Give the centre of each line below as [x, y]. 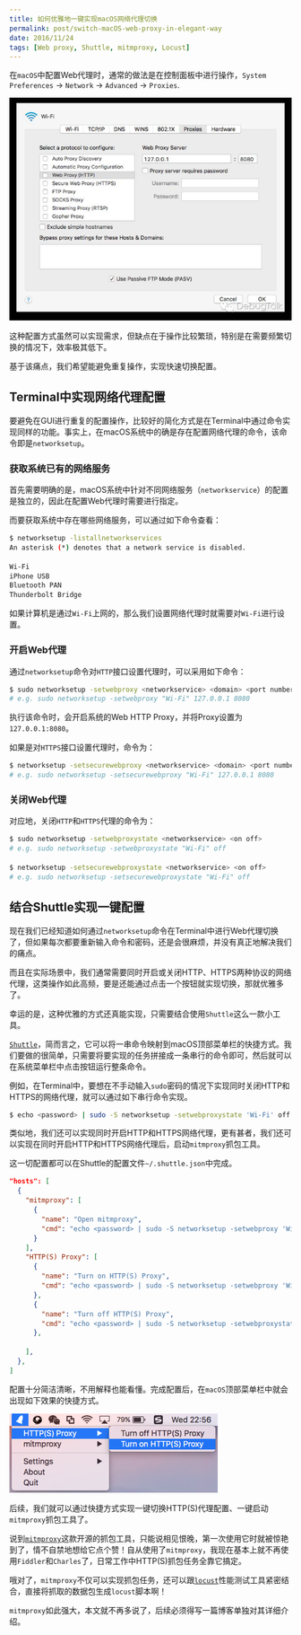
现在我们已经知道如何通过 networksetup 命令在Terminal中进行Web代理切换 [144, 930]
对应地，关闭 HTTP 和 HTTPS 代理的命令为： [82, 821]
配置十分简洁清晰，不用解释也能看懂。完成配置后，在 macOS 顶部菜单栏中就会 [149, 1389]
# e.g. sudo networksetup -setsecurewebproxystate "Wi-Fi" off [130, 877]
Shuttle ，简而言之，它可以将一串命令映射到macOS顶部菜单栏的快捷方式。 [146, 1044]
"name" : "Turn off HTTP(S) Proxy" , [108, 1314]
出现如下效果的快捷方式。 [56, 1400]
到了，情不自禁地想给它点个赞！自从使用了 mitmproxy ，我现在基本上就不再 [145, 1550]
